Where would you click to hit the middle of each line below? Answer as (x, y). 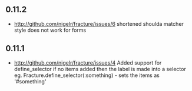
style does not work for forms (50, 30)
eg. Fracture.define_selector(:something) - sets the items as (87, 75)
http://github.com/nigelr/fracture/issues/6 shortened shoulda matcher (99, 23)
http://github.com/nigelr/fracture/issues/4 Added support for (88, 63)
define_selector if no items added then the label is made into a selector (100, 69)
